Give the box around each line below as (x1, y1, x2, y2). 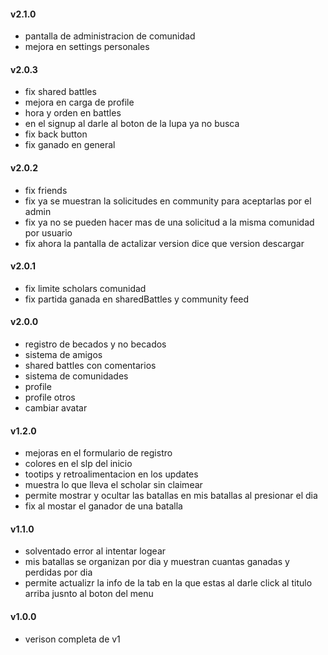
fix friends (24, 184, 68, 196)
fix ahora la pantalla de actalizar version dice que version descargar (24, 237, 305, 249)
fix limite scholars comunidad (24, 282, 147, 294)
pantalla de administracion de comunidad (24, 30, 196, 42)
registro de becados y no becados (24, 338, 167, 350)
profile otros (24, 391, 76, 404)
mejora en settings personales (24, 41, 150, 53)
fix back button (24, 128, 88, 140)
